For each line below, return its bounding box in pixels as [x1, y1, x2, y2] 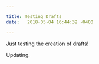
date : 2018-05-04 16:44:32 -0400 [6, 19, 94, 25]
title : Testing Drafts [6, 13, 62, 19]
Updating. [6, 51, 31, 58]
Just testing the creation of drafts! [6, 40, 89, 47]
